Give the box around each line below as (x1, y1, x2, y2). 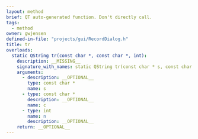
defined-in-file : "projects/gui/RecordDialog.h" (6, 36, 129, 42)
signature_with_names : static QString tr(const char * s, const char (17, 63, 193, 70)
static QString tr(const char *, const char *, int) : (11, 53, 147, 59)
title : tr (6, 42, 31, 48)
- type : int (21, 108, 52, 114)
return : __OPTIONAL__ (17, 124, 70, 130)
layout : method (6, 8, 44, 15)
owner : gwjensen (6, 31, 46, 37)
